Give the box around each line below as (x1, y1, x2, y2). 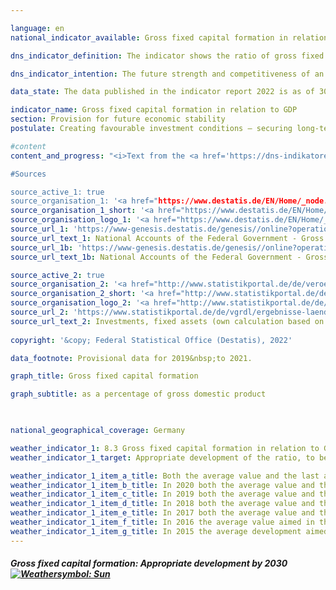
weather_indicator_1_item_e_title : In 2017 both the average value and (10, 508, 315, 518)
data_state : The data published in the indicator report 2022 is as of (10, 87, 315, 97)
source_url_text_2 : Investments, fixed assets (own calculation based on (10, 316, 325, 326)
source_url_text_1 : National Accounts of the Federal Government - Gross (10, 233, 325, 243)
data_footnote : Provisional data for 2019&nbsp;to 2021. (10, 353, 253, 363)
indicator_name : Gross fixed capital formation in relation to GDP (10, 105, 298, 115)
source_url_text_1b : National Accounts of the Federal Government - (10, 252, 302, 262)
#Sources (10, 169, 47, 179)
